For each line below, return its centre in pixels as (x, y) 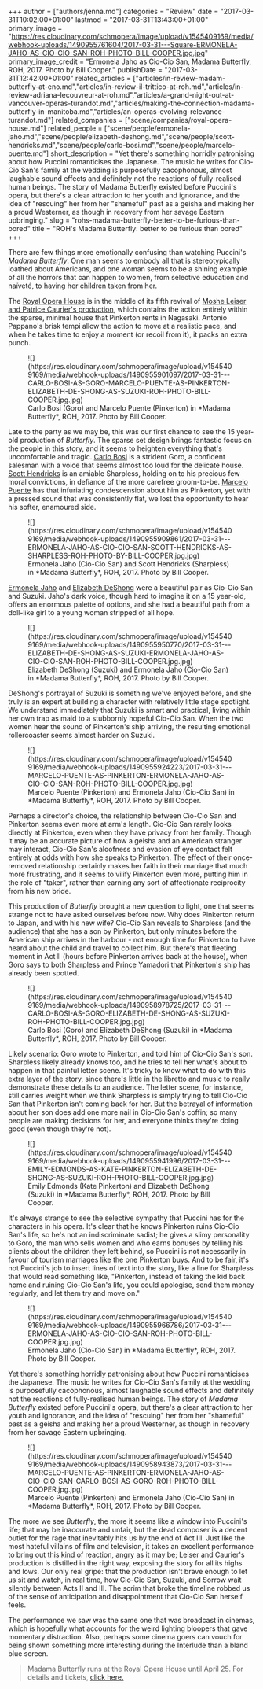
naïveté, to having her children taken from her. (83, 286)
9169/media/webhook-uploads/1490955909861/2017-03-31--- (129, 539)
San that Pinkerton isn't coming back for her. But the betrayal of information (130, 1104)
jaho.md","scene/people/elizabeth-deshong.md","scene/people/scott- (122, 136)
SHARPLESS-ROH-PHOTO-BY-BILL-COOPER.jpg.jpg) (114, 555)
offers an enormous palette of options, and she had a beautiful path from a (129, 604)
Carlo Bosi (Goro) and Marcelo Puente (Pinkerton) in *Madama (129, 408)
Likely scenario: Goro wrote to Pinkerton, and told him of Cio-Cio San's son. (130, 1054)
